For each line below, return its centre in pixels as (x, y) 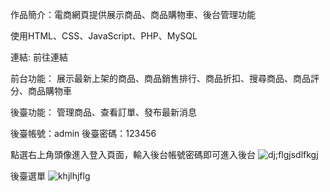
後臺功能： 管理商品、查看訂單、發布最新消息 (103, 112)
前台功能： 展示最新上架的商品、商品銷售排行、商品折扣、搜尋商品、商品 (160, 78)
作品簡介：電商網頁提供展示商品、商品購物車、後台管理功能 (133, 14)
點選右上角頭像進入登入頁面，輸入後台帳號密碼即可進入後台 (133, 154)
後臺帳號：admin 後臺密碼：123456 (83, 133)
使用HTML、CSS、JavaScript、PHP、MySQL (104, 36)
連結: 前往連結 (39, 57)
